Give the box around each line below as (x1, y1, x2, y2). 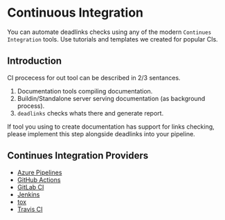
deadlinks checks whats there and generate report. (17, 109, 164, 117)
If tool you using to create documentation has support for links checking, (7, 122, 215, 131)
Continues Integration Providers (7, 150, 149, 162)
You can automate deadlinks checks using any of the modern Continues (7, 28, 212, 36)
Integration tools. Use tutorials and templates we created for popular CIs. (7, 35, 218, 43)
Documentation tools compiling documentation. (17, 86, 153, 95)
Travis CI (17, 205, 43, 213)
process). (17, 102, 45, 110)
